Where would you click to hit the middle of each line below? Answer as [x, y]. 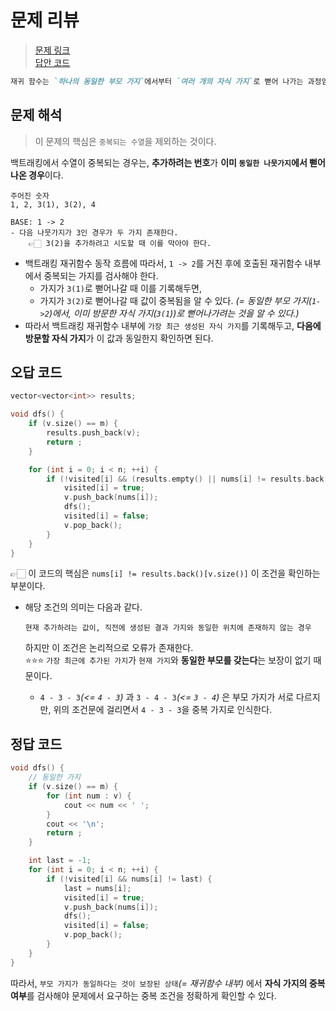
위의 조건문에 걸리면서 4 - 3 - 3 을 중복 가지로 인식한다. [163, 710]
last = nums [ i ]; [97, 888]
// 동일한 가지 [54, 777]
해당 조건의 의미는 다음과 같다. [83, 607]
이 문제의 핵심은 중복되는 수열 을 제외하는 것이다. [125, 141]
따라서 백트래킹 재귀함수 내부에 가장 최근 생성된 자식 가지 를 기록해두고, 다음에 [173, 325]
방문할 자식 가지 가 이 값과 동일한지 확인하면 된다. [119, 338]
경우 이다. [46, 175]
